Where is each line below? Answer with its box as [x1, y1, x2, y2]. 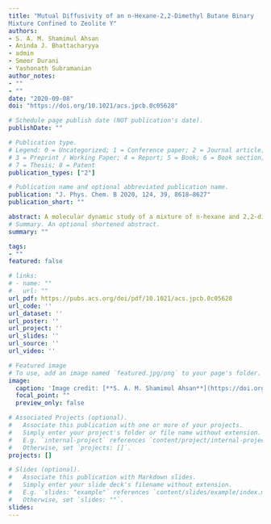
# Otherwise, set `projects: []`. [8, 443, 131, 452]
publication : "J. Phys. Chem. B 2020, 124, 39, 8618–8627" [8, 191, 211, 199]
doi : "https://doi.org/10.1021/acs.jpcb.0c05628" [8, 102, 179, 110]
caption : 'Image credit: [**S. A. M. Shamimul [15, 384, 175, 392]
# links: [8, 272, 38, 280]
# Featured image [8, 361, 67, 370]
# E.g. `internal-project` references [8, 436, 147, 444]
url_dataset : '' [8, 309, 63, 317]
